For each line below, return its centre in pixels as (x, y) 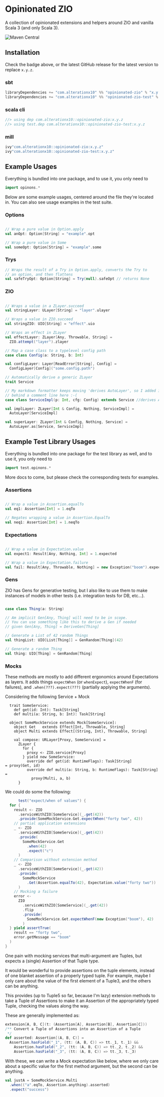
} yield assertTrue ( (30, 928)
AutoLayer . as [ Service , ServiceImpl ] (47, 427)
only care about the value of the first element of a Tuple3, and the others (78, 980)
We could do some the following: (38, 792)
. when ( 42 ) (37, 846)
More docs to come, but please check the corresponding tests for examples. (82, 477)
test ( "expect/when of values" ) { (52, 801)
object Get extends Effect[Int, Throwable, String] (70, 727)
